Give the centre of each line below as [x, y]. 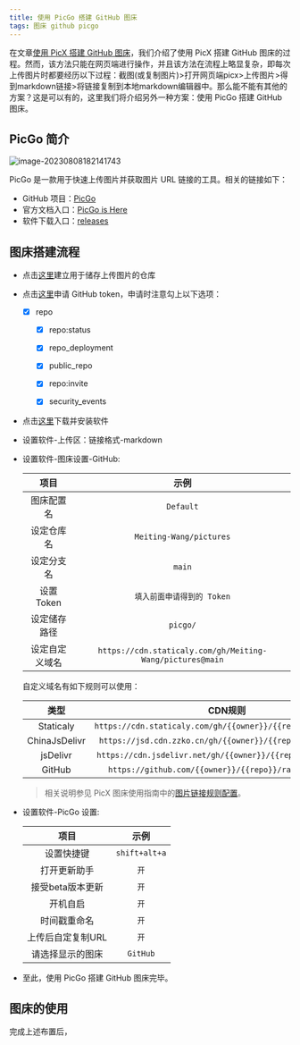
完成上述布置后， [41, 1032]
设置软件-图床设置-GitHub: [71, 459]
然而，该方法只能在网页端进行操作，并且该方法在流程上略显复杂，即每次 [158, 63]
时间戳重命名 [67, 920]
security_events [78, 401]
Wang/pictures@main [183, 659]
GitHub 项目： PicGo [59, 198]
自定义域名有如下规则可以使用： [81, 686]
